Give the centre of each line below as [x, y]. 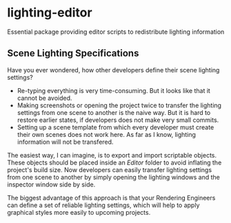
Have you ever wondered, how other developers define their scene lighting [113, 70]
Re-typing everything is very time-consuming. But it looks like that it [113, 90]
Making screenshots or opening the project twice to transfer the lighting [119, 105]
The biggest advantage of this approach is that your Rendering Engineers [111, 198]
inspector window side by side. [51, 184]
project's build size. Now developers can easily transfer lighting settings [110, 169]
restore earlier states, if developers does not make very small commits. [118, 120]
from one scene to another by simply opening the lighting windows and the [114, 177]
